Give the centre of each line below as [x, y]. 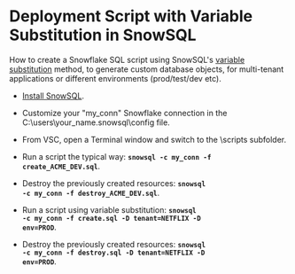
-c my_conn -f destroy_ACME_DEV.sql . [91, 192]
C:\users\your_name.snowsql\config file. [96, 122]
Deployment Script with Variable [131, 16]
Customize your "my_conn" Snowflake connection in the [124, 113]
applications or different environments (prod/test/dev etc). [115, 78]
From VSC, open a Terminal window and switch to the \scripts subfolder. [154, 139]
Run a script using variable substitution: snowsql [109, 209]
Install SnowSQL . [53, 96]
